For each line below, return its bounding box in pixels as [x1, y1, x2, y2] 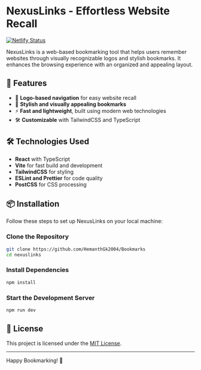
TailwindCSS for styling [14, 168, 74, 175]
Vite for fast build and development [14, 161, 103, 169]
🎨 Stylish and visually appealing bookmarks [14, 100, 127, 108]
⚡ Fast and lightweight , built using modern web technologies [14, 107, 166, 114]
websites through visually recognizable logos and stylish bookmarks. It [6, 54, 181, 62]
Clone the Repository [6, 233, 69, 241]
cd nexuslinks [6, 252, 42, 258]
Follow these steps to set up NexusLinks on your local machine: [6, 218, 163, 225]
